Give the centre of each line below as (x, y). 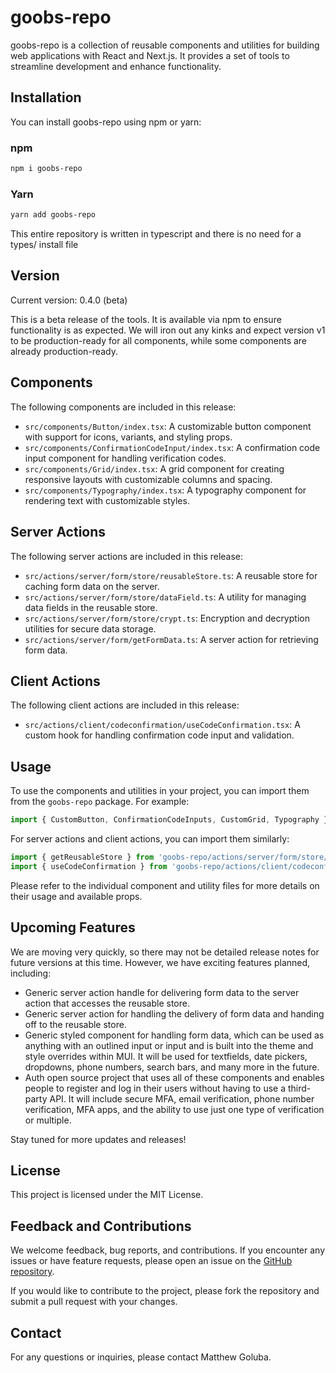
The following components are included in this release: (123, 407)
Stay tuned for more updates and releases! (98, 1139)
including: (31, 973)
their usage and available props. (76, 896)
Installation (46, 97)
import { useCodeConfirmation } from (89, 866)
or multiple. (48, 1120)
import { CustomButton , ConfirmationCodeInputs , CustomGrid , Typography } (169, 820)
